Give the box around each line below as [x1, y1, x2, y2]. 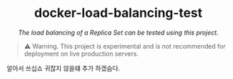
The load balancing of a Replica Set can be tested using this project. [18, 28, 219, 37]
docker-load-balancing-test [34, 5, 203, 21]
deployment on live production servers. [23, 49, 139, 58]
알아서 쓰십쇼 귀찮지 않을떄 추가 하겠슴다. [6, 63, 120, 72]
